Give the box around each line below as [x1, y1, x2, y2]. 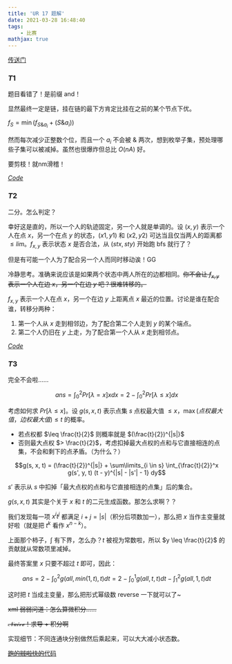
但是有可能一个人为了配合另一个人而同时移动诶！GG [8, 255, 156, 264]
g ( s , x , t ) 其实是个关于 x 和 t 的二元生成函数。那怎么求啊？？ [8, 497, 177, 506]
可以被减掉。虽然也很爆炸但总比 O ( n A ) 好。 [26, 145, 149, 154]
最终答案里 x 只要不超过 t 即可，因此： [8, 560, 117, 568]
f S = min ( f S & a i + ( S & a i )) [8, 118, 75, 129]
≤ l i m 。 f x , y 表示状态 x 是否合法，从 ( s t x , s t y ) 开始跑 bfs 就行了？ [10, 239, 192, 250]
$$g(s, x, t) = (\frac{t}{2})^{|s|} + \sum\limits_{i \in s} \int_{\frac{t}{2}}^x [14, 461, 219, 469]
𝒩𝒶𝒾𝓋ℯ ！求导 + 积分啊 [8, 620, 69, 628]
